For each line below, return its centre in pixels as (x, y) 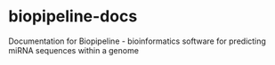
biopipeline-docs (73, 16)
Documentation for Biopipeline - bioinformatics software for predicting (137, 41)
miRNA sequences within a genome (74, 50)
